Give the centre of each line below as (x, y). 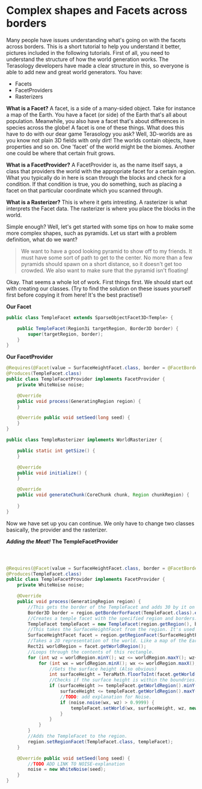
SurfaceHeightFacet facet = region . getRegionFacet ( (94, 635)
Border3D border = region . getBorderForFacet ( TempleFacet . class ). (112, 613)
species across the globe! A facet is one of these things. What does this (95, 127)
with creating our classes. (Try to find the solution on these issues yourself (99, 288)
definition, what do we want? (42, 239)
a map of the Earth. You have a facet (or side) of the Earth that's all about (97, 115)
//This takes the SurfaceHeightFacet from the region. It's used (112, 630)
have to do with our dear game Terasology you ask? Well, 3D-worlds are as (99, 134)
